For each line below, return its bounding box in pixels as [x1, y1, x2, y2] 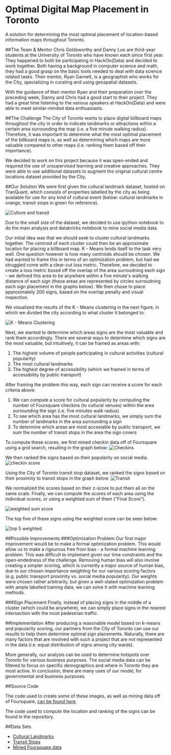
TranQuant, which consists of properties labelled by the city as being [5, 188, 150, 195]
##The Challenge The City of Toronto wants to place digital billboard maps [5, 115, 162, 121]
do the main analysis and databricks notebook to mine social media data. [5, 225, 158, 231]
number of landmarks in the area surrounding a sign [12, 418, 122, 424]
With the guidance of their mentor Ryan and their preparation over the [5, 89, 152, 95]
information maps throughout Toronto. [5, 37, 85, 43]
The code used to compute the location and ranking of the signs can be [5, 708, 156, 714]
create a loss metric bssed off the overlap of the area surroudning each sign [5, 267, 165, 273]
